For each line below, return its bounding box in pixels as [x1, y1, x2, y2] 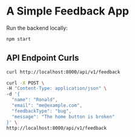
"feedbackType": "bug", [12, 108, 71, 114]
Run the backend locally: [6, 24, 68, 32]
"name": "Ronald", [12, 97, 59, 103]
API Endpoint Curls [6, 53, 79, 63]
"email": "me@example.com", [12, 102, 83, 109]
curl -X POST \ [6, 80, 45, 86]
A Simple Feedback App [6, 4, 129, 18]
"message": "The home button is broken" [12, 113, 115, 119]
